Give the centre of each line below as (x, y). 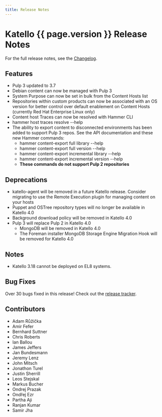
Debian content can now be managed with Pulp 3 (62, 91)
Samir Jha (22, 410)
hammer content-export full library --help (61, 143)
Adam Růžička (27, 321)
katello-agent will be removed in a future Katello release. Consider (79, 192)
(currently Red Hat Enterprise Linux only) (54, 112)
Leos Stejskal (26, 379)
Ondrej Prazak (27, 389)
